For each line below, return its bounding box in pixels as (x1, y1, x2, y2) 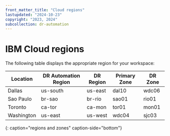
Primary (115, 72, 136, 79)
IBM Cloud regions (5, 44, 84, 55)
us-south (41, 87, 64, 94)
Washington (8, 112, 36, 119)
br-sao (41, 95, 58, 103)
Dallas (8, 87, 23, 94)
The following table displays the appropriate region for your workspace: (5, 60, 155, 66)
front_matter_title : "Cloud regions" (5, 7, 85, 13)
